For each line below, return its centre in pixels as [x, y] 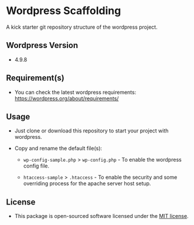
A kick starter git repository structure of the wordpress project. [82, 27]
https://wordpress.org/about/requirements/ [67, 98]
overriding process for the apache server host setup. [87, 183]
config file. [36, 166]
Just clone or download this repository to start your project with [91, 131]
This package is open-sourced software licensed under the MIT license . [101, 216]
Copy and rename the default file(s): [58, 148]
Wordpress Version [42, 45]
